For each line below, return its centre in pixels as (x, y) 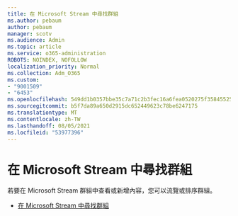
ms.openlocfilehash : (38, 100)
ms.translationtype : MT (42, 113)
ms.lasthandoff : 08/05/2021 (49, 126)
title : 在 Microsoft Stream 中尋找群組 (63, 14)
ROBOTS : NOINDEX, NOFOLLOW (47, 60)
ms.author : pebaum (34, 21)
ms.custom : (23, 80)
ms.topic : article (34, 47)
